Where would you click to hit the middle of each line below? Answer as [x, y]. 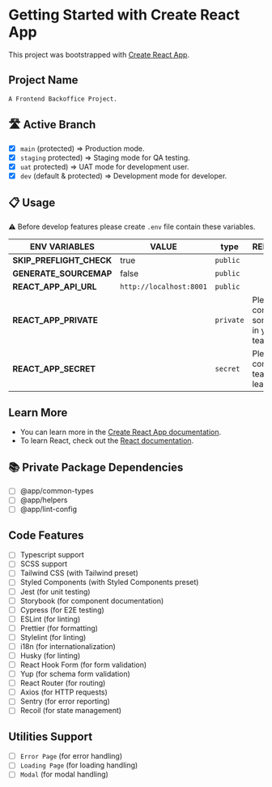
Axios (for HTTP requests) [64, 692]
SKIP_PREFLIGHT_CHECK [62, 260]
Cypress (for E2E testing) [62, 609]
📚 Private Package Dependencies [96, 467]
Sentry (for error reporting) [65, 701]
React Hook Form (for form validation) [83, 664]
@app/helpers [44, 500]
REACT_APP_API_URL [55, 286]
